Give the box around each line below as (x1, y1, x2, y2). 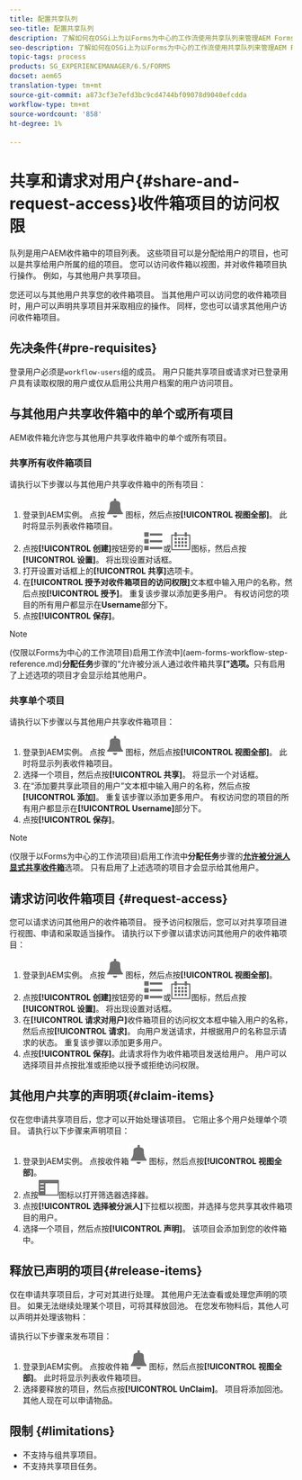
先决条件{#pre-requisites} (9, 340, 157, 356)
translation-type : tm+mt (9, 81, 102, 90)
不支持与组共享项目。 (22, 1449, 102, 1460)
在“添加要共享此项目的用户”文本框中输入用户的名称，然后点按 (22, 781, 251, 791)
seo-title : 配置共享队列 (9, 23, 94, 33)
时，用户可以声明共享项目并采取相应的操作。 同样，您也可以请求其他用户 (9, 301, 280, 311)
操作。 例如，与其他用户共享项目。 (16, 270, 146, 281)
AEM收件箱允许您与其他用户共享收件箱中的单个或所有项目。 (9, 432, 232, 443)
